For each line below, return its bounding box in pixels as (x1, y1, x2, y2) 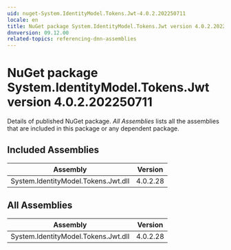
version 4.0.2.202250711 (7, 94, 153, 110)
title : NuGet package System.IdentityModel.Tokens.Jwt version (7, 23, 192, 30)
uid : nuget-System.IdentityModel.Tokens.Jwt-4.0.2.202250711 (7, 10, 186, 17)
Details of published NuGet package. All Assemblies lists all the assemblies (7, 117, 220, 126)
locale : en (7, 16, 38, 23)
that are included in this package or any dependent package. (7, 124, 180, 133)
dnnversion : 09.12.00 (7, 29, 69, 36)
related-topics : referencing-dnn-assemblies (7, 36, 137, 43)
